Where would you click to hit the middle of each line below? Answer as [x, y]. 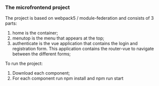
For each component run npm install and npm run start [68, 79]
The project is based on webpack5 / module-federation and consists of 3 [79, 18]
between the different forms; [41, 54]
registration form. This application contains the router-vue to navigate [83, 49]
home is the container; [35, 33]
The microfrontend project [38, 7]
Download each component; [41, 73]
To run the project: [24, 64]
